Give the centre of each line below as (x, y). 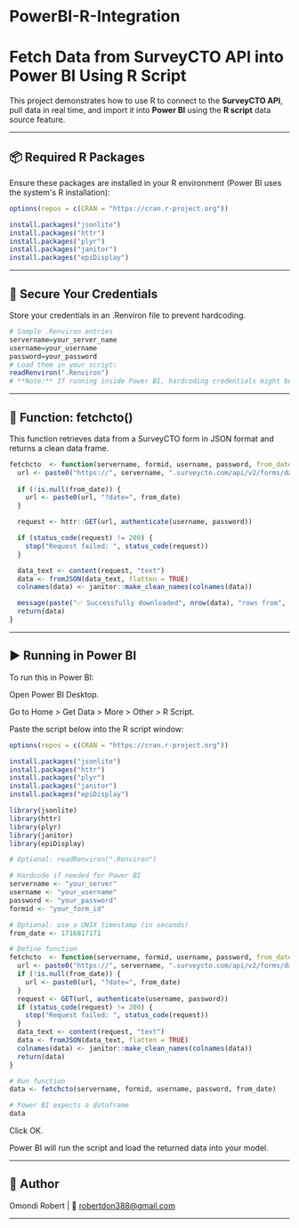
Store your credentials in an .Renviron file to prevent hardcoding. (128, 315)
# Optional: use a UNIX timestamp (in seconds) (99, 925)
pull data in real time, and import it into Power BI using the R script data (140, 110)
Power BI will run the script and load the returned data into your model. (139, 1148)
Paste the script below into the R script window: (97, 729)
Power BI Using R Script (98, 76)
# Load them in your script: (63, 365)
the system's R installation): (60, 192)
